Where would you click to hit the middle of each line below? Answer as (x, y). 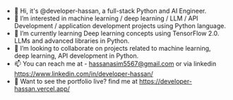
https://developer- (166, 81)
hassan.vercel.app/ (42, 89)
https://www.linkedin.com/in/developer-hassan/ (83, 74)
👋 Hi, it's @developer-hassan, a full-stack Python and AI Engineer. (110, 11)
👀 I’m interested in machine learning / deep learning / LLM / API (106, 18)
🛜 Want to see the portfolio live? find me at (76, 81)
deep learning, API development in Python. (76, 56)
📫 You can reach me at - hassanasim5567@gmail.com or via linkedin (115, 64)
